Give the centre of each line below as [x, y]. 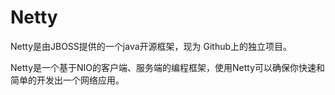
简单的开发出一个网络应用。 [67, 80]
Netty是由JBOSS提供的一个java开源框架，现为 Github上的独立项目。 [151, 46]
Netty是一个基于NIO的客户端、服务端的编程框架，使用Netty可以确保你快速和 [168, 67]
